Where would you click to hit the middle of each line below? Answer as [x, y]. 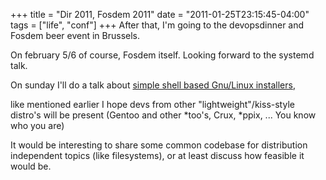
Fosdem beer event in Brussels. [75, 35]
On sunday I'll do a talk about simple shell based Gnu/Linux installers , [153, 85]
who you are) [37, 125]
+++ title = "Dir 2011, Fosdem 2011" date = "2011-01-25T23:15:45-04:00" [160, 14]
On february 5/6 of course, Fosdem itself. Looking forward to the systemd [162, 55]
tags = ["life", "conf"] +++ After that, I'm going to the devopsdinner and [157, 25]
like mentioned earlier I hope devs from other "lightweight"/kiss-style [152, 104]
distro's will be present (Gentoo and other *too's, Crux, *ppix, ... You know [163, 115]
